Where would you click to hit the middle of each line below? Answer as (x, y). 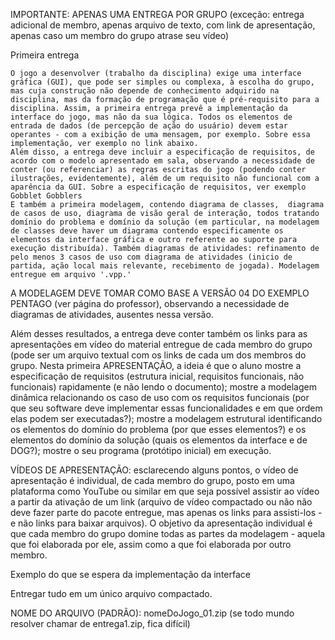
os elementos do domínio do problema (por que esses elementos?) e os (158, 429)
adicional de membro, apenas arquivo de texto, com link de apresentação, (163, 25)
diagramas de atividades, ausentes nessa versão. (112, 314)
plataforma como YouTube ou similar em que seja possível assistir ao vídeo (165, 491)
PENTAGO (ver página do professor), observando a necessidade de (150, 303)
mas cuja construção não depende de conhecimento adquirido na (145, 91)
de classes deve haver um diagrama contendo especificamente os (147, 231)
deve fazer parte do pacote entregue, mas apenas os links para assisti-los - (166, 512)
